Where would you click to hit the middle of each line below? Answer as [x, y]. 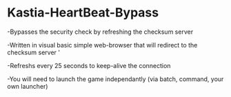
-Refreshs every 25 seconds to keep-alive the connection [89, 65]
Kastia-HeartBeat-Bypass [83, 13]
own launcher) [28, 86]
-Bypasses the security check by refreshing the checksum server [100, 32]
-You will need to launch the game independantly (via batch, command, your [115, 79]
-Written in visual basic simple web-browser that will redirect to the [102, 45]
